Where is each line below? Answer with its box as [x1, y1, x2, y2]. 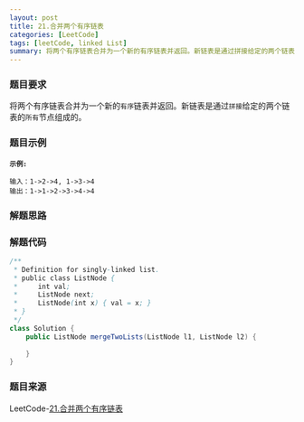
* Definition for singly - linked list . [13, 265, 160, 274]
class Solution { [9, 324, 75, 333]
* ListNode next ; [13, 290, 95, 299]
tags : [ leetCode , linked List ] [9, 38, 128, 48]
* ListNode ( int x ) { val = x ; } [13, 299, 152, 308]
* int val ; [13, 282, 71, 291]
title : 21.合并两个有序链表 [9, 22, 104, 31]
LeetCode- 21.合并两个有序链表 [9, 403, 124, 414]
